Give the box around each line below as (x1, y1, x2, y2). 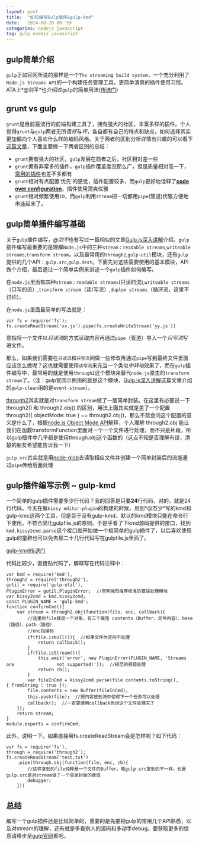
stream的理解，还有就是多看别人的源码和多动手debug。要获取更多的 (16, 825, 184, 832)
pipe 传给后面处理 (11, 461, 53, 468)
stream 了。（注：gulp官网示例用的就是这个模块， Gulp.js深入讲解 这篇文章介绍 (6, 376, 192, 384)
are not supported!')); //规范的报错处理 (6, 662, 146, 668)
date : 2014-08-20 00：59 (6, 20, 72, 26)
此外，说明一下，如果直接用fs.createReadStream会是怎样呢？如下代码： (6, 733, 182, 740)
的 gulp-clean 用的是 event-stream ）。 (6, 384, 94, 391)
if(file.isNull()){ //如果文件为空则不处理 (27, 634, 130, 640)
